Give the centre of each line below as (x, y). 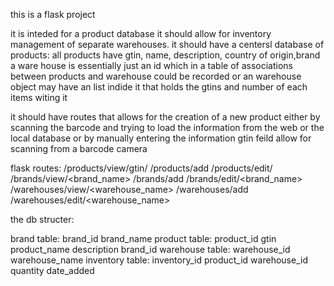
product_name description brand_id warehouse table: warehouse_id (150, 249)
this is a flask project (53, 14)
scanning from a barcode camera (79, 148)
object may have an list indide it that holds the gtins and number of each (159, 87)
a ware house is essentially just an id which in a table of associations (151, 65)
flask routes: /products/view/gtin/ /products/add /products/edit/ (141, 168)
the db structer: (42, 219)
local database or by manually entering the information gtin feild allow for (161, 138)
